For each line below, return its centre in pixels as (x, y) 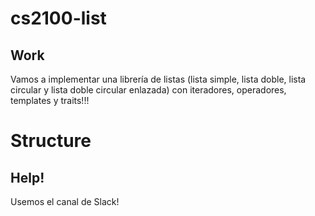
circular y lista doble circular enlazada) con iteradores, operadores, (148, 90)
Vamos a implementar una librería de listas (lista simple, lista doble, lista (158, 79)
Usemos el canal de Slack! (65, 201)
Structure (51, 141)
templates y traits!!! (50, 100)
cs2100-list (58, 18)
